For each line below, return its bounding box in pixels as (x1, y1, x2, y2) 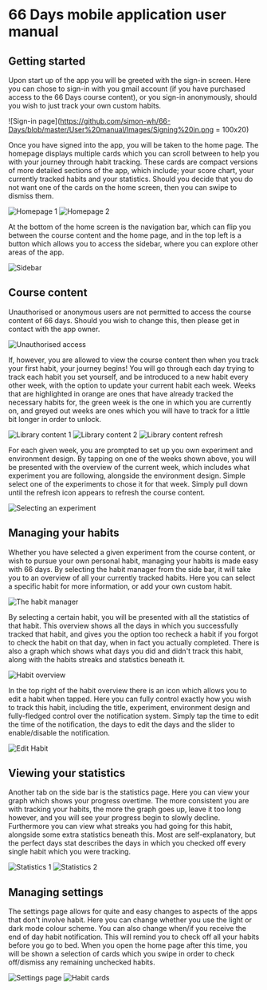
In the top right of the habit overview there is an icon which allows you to (8, 685, 247, 695)
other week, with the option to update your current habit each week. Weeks (8, 381, 257, 390)
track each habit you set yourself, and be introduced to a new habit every (8, 372, 249, 381)
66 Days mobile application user (8, 6, 227, 24)
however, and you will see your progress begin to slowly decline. (8, 813, 221, 822)
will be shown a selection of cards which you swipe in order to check (8, 949, 235, 959)
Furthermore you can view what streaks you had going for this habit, (8, 822, 233, 831)
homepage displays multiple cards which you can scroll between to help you (8, 149, 260, 158)
